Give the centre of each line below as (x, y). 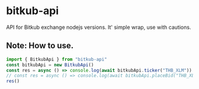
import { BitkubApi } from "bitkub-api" (57, 59)
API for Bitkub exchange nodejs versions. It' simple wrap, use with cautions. (99, 27)
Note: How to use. (40, 46)
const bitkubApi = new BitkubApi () (50, 65)
